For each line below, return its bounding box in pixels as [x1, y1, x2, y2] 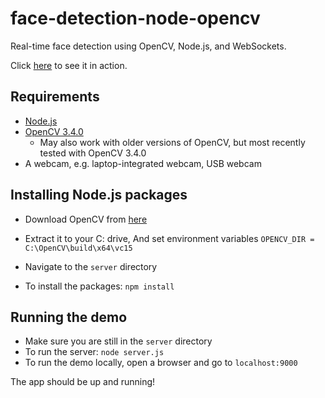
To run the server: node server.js [24, 346, 165, 358]
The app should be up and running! [10, 376, 156, 388]
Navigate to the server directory [24, 260, 158, 272]
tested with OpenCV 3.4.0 [39, 147, 147, 159]
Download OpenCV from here [24, 213, 148, 225]
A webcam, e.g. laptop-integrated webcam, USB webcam [24, 157, 262, 169]
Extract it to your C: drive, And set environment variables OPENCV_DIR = [24, 232, 315, 244]
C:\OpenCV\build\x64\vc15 [24, 243, 133, 253]
